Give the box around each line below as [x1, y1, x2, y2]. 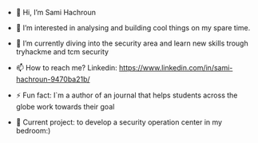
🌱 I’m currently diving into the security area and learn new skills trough [15, 38, 249, 48]
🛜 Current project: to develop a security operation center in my [15, 117, 222, 127]
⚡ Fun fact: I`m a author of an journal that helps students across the [15, 90, 238, 100]
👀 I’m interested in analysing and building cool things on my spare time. [15, 23, 251, 32]
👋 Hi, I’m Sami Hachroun [15, 8, 96, 17]
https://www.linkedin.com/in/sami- [118, 63, 233, 72]
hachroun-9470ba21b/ [15, 74, 90, 84]
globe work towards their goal [15, 102, 115, 111]
